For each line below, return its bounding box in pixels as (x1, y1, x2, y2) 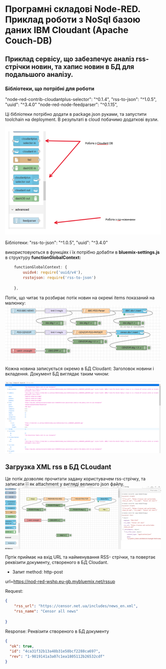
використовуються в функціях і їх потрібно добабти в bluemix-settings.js (5, 249, 160, 256)
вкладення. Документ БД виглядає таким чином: (5, 371, 110, 377)
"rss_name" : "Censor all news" (14, 609, 79, 614)
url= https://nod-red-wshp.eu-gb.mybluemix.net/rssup (5, 578, 115, 585)
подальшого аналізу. (5, 70, 73, 79)
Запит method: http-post (12, 569, 63, 575)
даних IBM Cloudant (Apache (5, 25, 128, 36)
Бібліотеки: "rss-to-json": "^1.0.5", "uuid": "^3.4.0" (5, 240, 108, 246)
